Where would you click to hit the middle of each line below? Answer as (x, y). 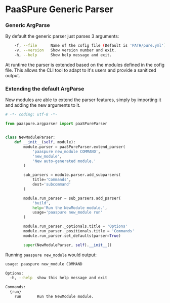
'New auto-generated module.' (64, 161)
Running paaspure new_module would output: (51, 255)
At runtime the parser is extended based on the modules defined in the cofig (85, 65)
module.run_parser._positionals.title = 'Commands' (79, 231)
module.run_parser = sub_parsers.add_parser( (72, 198)
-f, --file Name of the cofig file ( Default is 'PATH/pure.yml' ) (90, 46)
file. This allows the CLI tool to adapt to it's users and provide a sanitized (81, 70)
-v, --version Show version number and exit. (65, 50)
